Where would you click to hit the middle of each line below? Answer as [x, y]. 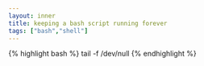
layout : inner [32, 16]
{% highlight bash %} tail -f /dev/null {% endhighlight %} [102, 54]
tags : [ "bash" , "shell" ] [48, 31]
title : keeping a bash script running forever [88, 23]
